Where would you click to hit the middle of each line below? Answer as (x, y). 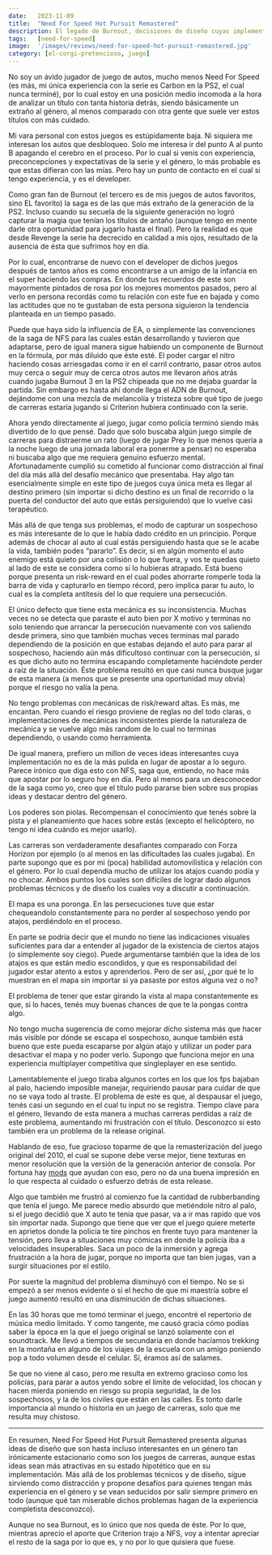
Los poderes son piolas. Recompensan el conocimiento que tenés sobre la (132, 812)
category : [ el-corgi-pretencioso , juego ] (79, 54)
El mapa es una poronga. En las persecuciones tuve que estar (111, 904)
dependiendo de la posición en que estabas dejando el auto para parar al (130, 644)
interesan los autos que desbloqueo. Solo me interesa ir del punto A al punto (136, 144)
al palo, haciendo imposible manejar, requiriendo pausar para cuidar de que (134, 1088)
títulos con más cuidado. (49, 120)
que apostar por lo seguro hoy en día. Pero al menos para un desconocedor (135, 779)
